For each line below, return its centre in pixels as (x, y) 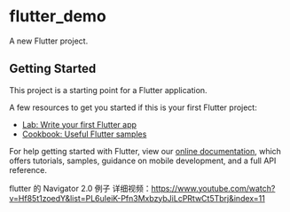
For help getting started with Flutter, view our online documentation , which (145, 151)
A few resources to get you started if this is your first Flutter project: (133, 107)
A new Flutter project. (49, 41)
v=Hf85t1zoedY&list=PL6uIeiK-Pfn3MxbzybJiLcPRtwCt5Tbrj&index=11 (137, 198)
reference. (28, 169)
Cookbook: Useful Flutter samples (84, 134)
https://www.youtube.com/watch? (213, 188)
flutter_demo (58, 16)
